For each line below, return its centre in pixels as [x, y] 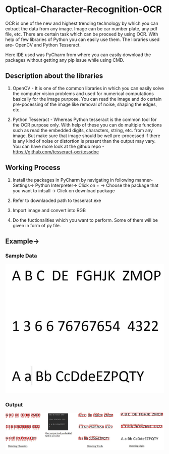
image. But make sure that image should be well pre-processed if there [86, 136]
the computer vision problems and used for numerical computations [83, 93]
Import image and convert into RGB [49, 210]
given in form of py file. [37, 225]
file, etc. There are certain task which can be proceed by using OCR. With [82, 34]
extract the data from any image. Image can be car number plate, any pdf [81, 28]
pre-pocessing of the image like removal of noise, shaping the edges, [85, 104]
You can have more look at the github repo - [58, 146]
